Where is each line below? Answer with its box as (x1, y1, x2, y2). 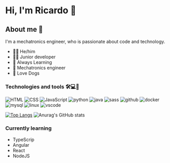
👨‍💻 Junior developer (12, 54, 56, 60)
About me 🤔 (5, 25, 43, 34)
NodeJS (12, 153, 30, 159)
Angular (12, 142, 30, 148)
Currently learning (5, 125, 52, 132)
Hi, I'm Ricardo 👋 (5, 5, 76, 16)
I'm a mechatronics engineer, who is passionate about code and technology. (5, 38, 165, 44)
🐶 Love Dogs (12, 70, 40, 76)
